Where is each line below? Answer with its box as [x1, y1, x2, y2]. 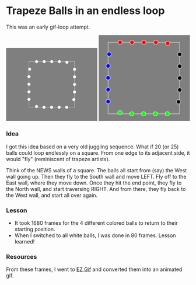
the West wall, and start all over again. [6, 192, 98, 199]
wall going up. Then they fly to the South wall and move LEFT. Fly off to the [6, 173, 187, 180]
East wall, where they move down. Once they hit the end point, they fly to [6, 179, 182, 186]
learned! [14, 238, 35, 245]
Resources [6, 253, 37, 261]
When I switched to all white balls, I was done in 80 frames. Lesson [14, 232, 176, 239]
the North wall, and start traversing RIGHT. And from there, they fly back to [6, 185, 186, 192]
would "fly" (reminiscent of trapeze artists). [6, 155, 110, 162]
